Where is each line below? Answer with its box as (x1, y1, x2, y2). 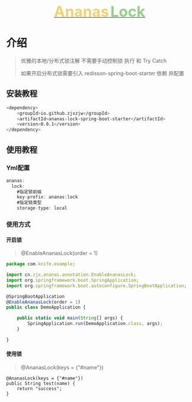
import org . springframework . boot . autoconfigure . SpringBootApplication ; (6, 282, 187, 289)
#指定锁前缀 (17, 189, 42, 195)
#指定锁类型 (17, 200, 42, 206)
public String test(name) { (6, 381, 76, 387)
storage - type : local (17, 205, 68, 211)
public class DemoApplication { (6, 304, 86, 310)
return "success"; (17, 386, 62, 392)
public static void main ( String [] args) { (17, 315, 123, 321)
